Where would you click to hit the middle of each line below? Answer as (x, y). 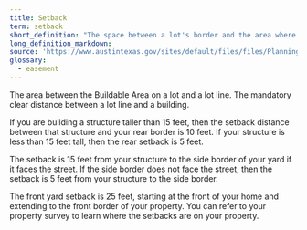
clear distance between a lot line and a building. (100, 104)
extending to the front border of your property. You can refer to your (138, 205)
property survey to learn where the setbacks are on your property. (134, 215)
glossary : (28, 60)
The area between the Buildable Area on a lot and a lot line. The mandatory (151, 94)
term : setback (37, 26)
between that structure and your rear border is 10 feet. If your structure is (147, 131)
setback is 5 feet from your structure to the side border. (114, 178)
